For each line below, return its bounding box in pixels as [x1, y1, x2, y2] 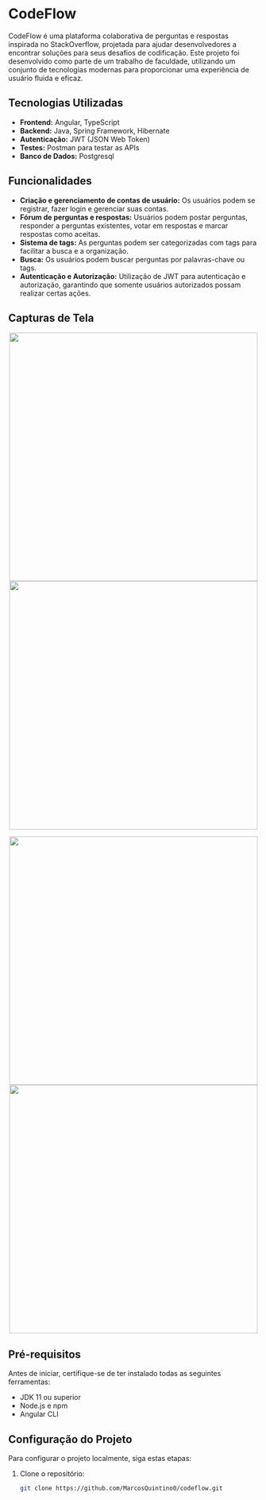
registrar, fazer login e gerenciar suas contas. [19, 203, 169, 213]
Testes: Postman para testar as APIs [19, 142, 140, 152]
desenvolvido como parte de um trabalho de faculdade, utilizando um [8, 56, 236, 66]
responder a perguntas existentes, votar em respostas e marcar [19, 220, 229, 231]
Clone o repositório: [19, 1469, 85, 1479]
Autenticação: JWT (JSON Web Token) [19, 134, 151, 144]
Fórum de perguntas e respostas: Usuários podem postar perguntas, [19, 212, 248, 222]
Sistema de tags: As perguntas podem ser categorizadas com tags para [19, 238, 257, 247]
